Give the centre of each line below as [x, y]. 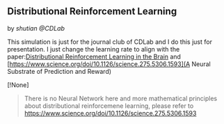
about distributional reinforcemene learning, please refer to [109, 106]
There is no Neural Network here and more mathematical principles [121, 98]
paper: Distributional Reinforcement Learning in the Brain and [94, 56]
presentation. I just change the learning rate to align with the [94, 49]
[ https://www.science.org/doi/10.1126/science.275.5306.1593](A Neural [109, 64]
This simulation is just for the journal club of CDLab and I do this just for [110, 42]
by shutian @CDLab [36, 28]
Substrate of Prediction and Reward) [59, 71]
